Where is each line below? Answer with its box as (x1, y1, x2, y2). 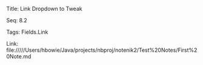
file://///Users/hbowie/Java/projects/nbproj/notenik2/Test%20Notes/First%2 (6, 46, 198, 54)
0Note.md (6, 53, 32, 60)
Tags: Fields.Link (6, 28, 48, 36)
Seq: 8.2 (6, 17, 27, 23)
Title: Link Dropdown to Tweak (6, 5, 83, 12)
